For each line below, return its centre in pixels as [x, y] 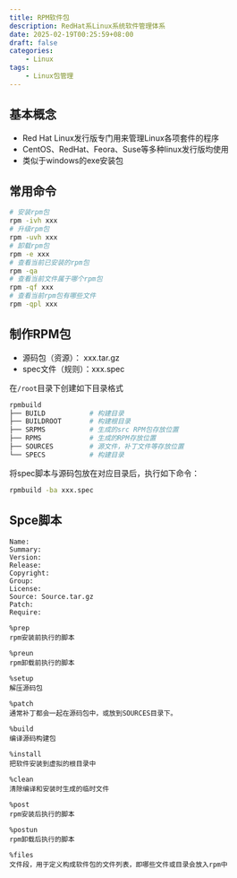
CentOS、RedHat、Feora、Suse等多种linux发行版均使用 [126, 149]
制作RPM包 [40, 334]
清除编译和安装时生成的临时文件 [59, 789]
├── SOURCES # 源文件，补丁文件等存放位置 [97, 447]
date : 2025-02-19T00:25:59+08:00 [72, 34]
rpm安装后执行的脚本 [42, 814]
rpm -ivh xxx [34, 221]
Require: [25, 612]
